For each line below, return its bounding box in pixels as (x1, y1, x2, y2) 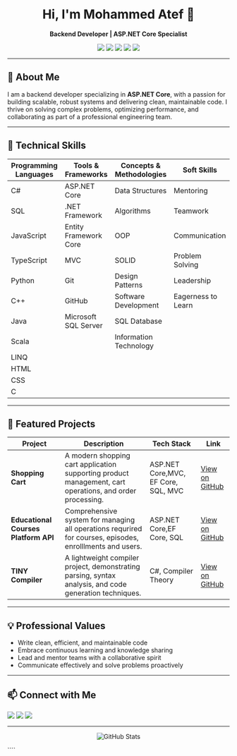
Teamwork (174, 206, 209, 216)
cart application (64, 460, 117, 470)
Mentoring (174, 185, 208, 195)
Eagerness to (174, 291, 217, 301)
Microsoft (64, 312, 97, 322)
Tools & (73, 160, 99, 170)
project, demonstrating (64, 562, 140, 572)
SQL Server (64, 320, 103, 330)
